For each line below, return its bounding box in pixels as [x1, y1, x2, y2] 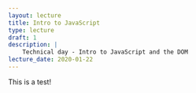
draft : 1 [8, 33, 37, 42]
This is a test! [8, 76, 52, 87]
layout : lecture [8, 11, 61, 20]
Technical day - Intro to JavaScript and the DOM [22, 48, 189, 56]
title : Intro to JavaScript [8, 19, 101, 27]
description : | [8, 41, 58, 49]
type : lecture [8, 26, 55, 34]
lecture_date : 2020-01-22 [8, 56, 93, 64]
